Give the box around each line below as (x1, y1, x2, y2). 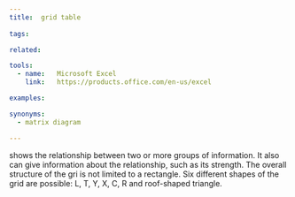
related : (9, 45, 42, 54)
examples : (9, 94, 46, 102)
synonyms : (9, 110, 46, 118)
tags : (9, 29, 29, 38)
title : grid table (9, 12, 82, 22)
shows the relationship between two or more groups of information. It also (9, 149, 280, 160)
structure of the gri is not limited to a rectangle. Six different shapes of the (9, 169, 280, 179)
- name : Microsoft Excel (17, 70, 117, 79)
